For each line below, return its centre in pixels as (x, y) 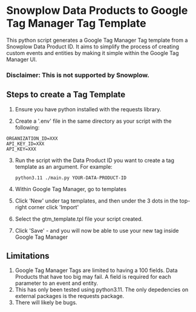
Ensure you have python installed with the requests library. (88, 109)
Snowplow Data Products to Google (97, 11)
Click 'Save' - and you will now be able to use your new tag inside (97, 230)
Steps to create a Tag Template (66, 95)
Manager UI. (22, 59)
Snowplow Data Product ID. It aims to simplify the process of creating (93, 47)
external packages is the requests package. (70, 296)
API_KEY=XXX (21, 149)
